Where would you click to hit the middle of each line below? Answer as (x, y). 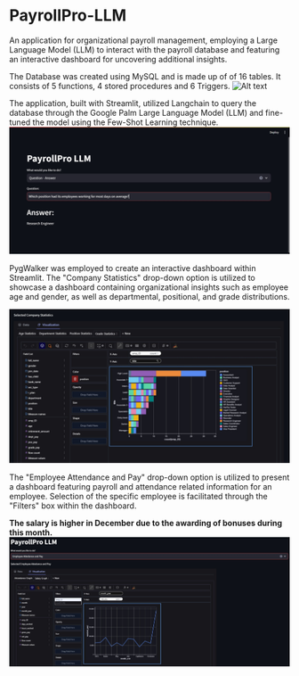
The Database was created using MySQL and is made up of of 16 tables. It (145, 76)
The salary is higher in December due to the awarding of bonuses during (146, 523)
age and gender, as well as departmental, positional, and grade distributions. (149, 297)
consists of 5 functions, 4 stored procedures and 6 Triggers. (120, 86)
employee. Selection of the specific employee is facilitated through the (139, 496)
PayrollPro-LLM (68, 16)
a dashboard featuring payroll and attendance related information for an (141, 486)
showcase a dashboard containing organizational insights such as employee (149, 287)
